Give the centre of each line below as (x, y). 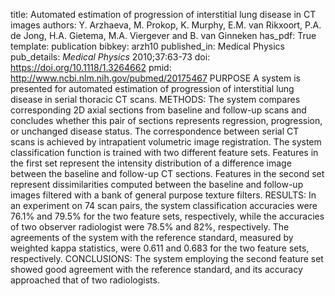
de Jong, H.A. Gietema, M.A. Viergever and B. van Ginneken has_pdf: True (163, 35)
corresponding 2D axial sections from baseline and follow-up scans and (158, 110)
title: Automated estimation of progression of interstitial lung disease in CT (163, 14)
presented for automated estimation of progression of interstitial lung (152, 88)
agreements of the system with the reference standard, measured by (152, 237)
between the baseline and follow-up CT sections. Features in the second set (167, 173)
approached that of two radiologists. (85, 280)
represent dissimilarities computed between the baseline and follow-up (157, 184)
